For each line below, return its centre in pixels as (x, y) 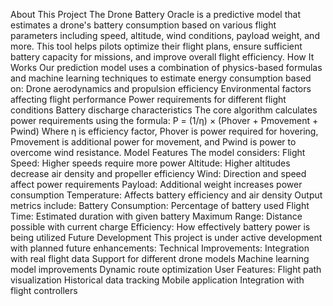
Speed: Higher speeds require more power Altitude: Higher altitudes (150, 163)
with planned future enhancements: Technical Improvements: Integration (160, 248)
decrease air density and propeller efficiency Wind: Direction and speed (158, 173)
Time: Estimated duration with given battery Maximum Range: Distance (156, 216)
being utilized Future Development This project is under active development (166, 237)
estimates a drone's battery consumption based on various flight (143, 25)
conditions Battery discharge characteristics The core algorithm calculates (164, 110)
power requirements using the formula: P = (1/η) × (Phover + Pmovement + (164, 120)
